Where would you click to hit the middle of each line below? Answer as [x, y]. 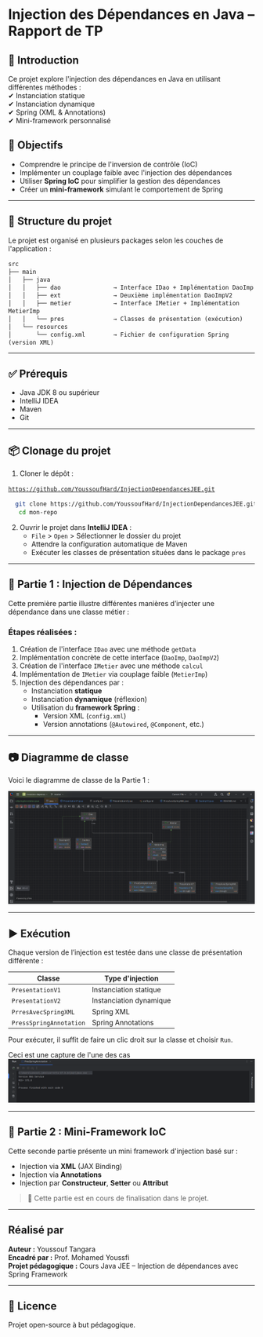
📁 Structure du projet [60, 221]
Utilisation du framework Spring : [85, 707]
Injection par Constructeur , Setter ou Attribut [94, 1182]
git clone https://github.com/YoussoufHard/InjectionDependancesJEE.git [136, 504]
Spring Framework [38, 1274]
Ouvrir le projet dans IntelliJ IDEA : [76, 527]
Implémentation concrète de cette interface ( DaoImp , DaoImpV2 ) [119, 658]
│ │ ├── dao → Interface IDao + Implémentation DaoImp [131, 287]
